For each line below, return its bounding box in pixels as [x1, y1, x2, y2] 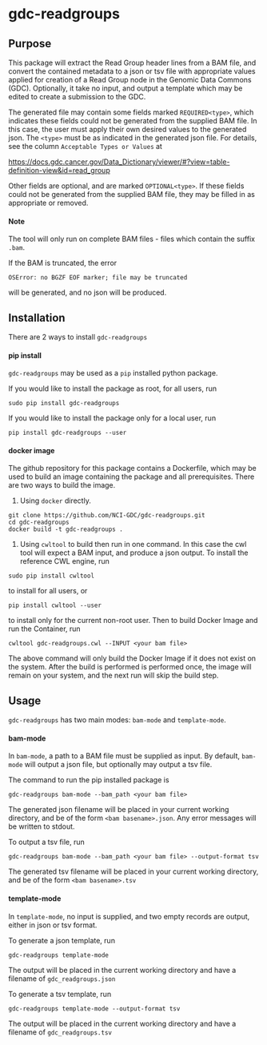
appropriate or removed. [8, 198, 89, 207]
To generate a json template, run [8, 935, 116, 945]
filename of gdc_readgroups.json [8, 974, 116, 983]
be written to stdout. [8, 822, 75, 831]
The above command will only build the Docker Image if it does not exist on [8, 653, 257, 663]
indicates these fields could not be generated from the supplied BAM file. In [8, 116, 257, 125]
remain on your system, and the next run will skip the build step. [8, 670, 219, 681]
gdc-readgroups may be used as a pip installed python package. [8, 368, 218, 378]
